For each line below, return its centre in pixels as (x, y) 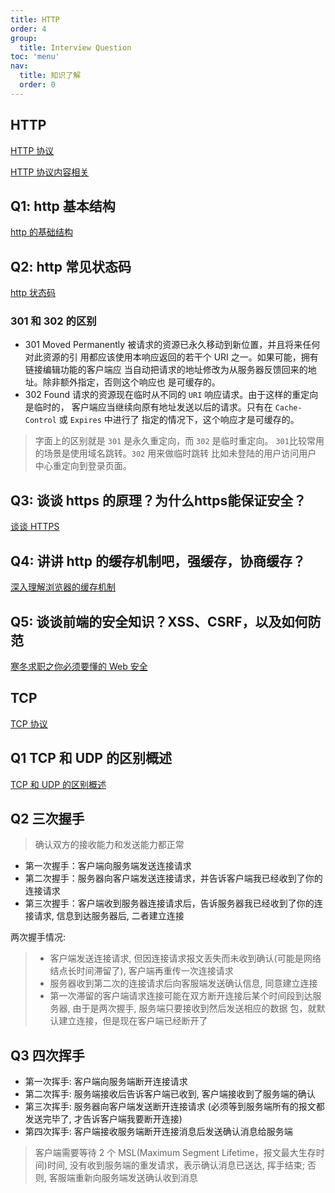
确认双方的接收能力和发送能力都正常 (109, 845)
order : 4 (28, 29)
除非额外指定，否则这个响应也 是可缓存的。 (131, 382)
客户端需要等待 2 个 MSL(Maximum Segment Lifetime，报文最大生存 (175, 1153)
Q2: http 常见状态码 (71, 266)
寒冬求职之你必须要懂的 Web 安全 (79, 666)
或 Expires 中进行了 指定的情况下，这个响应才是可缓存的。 (179, 420)
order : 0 (37, 85)
